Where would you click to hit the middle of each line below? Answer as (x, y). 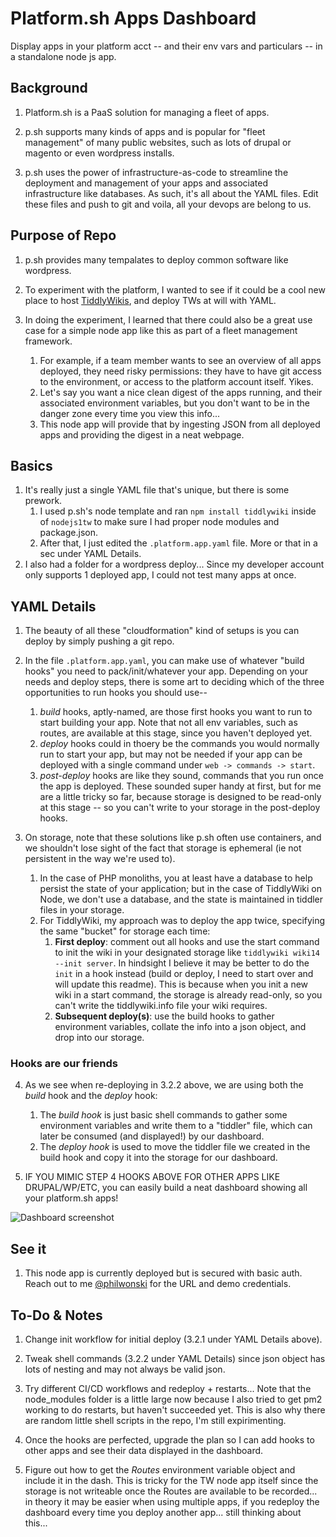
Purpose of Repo (63, 235)
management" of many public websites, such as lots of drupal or (158, 142)
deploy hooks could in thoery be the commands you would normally (179, 744)
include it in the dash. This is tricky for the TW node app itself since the (171, 1481)
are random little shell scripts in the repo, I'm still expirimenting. (155, 1421)
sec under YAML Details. (90, 554)
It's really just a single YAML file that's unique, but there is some (157, 490)
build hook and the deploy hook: (91, 1096)
